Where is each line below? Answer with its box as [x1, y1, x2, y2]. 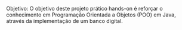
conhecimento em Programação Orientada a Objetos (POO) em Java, [6, 11, 176, 18]
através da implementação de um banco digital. [6, 18, 124, 24]
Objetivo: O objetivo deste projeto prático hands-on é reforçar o [6, 5, 163, 12]
